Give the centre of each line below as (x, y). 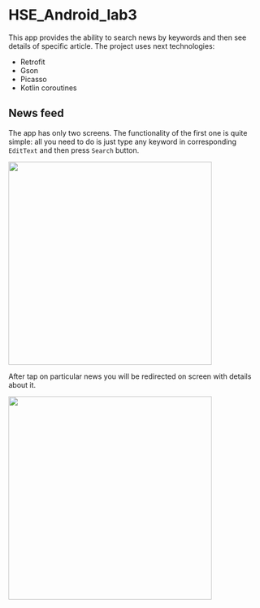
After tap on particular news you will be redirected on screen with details (130, 376)
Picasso (33, 79)
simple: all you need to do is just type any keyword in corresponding (123, 141)
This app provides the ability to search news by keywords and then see (128, 37)
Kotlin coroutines (48, 88)
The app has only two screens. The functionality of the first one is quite (128, 132)
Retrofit (32, 62)
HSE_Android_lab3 (73, 15)
